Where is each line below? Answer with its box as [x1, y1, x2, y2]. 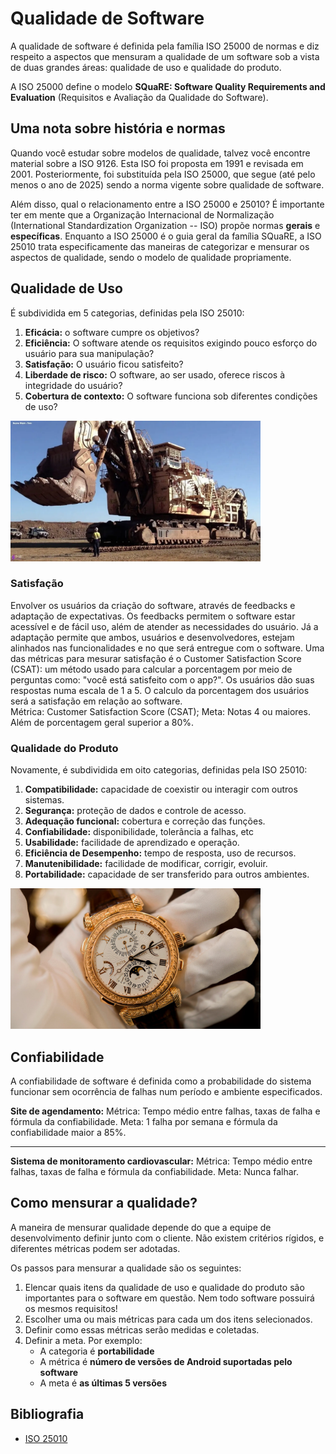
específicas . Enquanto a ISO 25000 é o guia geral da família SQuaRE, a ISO [10, 230, 322, 242]
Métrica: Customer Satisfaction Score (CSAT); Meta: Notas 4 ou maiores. [10, 705, 311, 717]
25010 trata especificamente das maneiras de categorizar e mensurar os [10, 240, 310, 252]
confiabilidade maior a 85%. [10, 1126, 127, 1138]
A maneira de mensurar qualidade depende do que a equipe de [10, 1221, 272, 1233]
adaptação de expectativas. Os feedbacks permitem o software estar [10, 610, 296, 622]
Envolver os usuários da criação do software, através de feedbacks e [10, 599, 296, 611]
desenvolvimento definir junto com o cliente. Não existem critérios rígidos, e [10, 1232, 325, 1244]
